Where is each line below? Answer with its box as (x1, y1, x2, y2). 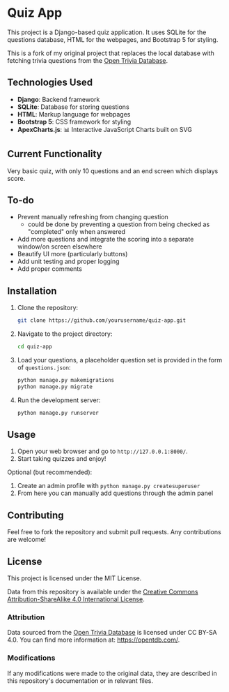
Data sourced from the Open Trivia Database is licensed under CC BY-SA (7, 628, 217, 637)
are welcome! (7, 536, 47, 544)
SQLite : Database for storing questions (17, 103, 130, 111)
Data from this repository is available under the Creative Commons (7, 588, 198, 596)
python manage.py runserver (17, 409, 99, 416)
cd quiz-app (17, 344, 52, 351)
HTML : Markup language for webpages (17, 110, 131, 118)
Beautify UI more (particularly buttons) (17, 250, 128, 258)
